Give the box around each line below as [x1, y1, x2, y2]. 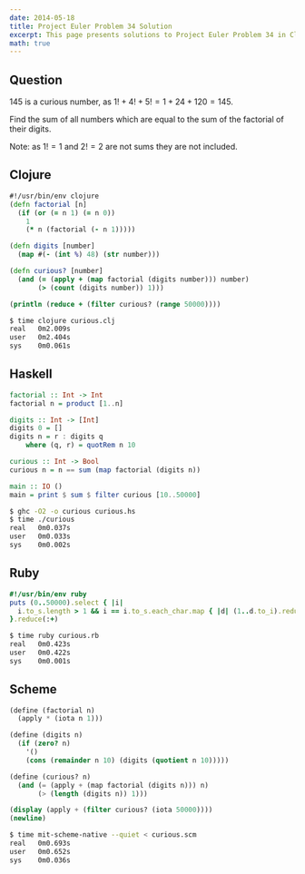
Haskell [9, 367, 53, 382]
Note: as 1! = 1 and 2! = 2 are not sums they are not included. [9, 142, 238, 152]
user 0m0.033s [9, 532, 71, 541]
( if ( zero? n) [17, 739, 71, 749]
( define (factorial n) [9, 705, 95, 715]
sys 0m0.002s [9, 541, 71, 550]
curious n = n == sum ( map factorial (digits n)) [9, 465, 202, 475]
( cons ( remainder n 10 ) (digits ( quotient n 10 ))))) [25, 755, 230, 765]
